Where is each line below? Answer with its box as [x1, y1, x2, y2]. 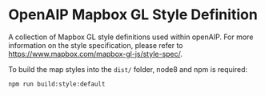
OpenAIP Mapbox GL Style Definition [8, 6, 258, 24]
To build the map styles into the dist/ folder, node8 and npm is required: [8, 64, 248, 74]
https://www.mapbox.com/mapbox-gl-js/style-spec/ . [8, 49, 183, 58]
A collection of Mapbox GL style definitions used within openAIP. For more [8, 32, 254, 42]
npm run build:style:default [8, 80, 106, 88]
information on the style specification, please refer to [8, 40, 183, 50]
